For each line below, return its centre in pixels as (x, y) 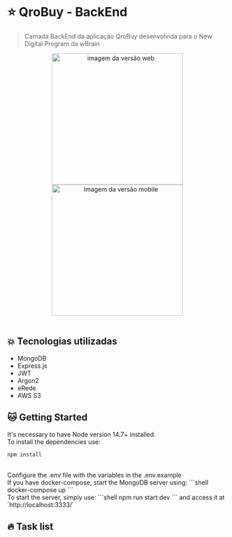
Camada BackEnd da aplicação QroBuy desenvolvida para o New (118, 36)
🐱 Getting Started (48, 418)
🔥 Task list (30, 526)
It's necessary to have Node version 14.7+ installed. (81, 434)
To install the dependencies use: (54, 442)
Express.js (32, 366)
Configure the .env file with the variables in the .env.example (94, 475)
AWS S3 (29, 395)
